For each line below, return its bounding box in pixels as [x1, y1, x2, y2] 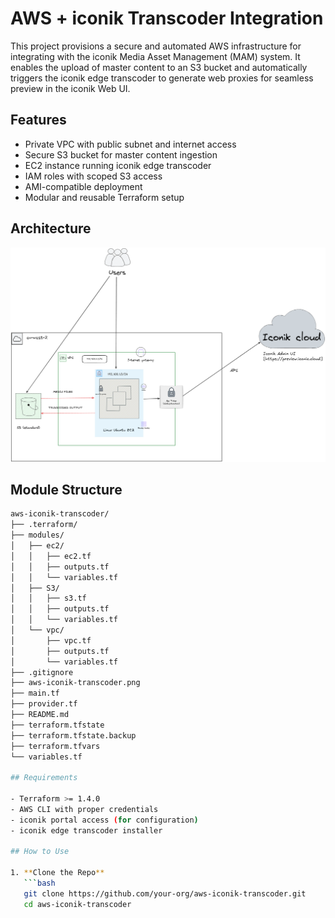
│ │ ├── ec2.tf [10, 551, 92, 561]
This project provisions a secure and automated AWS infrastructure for [10, 40, 302, 52]
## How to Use [10, 847, 70, 857]
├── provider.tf [10, 699, 78, 709]
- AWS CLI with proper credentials [10, 804, 159, 814]
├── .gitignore [10, 667, 74, 677]
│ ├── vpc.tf [10, 635, 92, 646]
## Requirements [10, 773, 78, 783]
